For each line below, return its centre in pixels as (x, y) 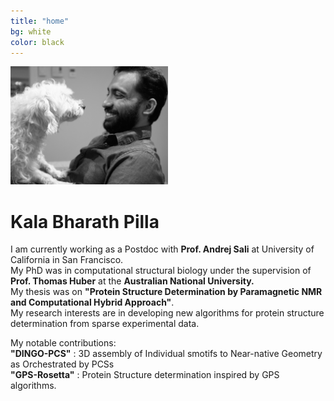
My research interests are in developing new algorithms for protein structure (167, 313)
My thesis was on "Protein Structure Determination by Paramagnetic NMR (166, 292)
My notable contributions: (63, 343)
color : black (37, 42)
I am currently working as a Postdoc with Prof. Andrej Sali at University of (162, 249)
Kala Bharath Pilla (85, 221)
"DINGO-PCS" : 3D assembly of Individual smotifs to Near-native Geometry (166, 354)
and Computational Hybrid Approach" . (92, 302)
